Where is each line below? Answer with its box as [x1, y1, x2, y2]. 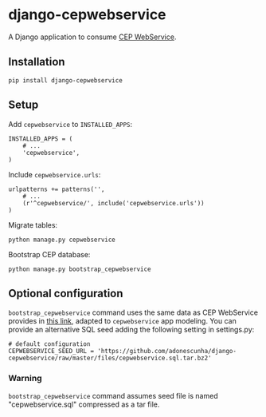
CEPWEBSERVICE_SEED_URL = [8, 347, 94, 355]
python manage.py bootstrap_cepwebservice [8, 265, 151, 273]
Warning [8, 373, 42, 384]
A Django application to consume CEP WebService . [8, 32, 177, 42]
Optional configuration [8, 286, 123, 300]
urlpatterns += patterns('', [8, 185, 105, 193]
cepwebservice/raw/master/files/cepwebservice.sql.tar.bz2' [8, 354, 213, 363]
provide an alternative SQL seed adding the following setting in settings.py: [8, 325, 255, 335]
